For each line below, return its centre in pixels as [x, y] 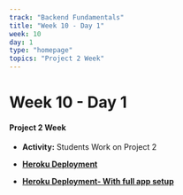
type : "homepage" [41, 51]
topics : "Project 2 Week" [57, 58]
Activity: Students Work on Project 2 [89, 147]
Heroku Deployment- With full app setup [98, 182]
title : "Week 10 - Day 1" [57, 26]
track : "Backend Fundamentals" [67, 17]
